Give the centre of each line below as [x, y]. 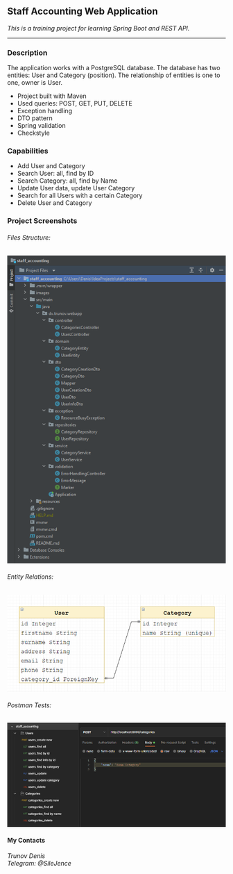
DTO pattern [35, 118]
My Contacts [26, 841]
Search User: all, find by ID [55, 174]
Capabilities [28, 151]
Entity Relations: [31, 577]
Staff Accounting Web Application [83, 11]
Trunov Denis [26, 856]
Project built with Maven [52, 96]
